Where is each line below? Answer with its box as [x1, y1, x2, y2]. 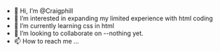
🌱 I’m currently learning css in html [13, 22, 114, 30]
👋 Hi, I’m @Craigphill [13, 7, 74, 15]
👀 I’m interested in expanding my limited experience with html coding [13, 14, 214, 22]
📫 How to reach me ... [13, 37, 79, 45]
